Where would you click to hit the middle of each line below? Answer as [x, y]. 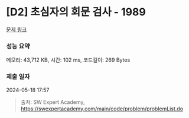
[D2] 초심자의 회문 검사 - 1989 [76, 12]
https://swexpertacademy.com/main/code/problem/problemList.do [102, 109]
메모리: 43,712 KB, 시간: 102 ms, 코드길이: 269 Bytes [68, 60]
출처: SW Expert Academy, [53, 102]
